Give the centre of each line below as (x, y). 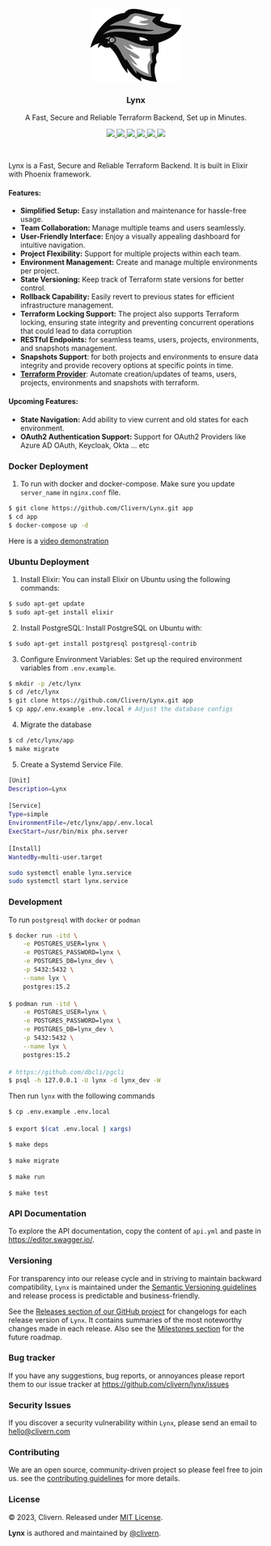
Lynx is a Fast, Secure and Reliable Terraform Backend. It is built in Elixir (128, 166)
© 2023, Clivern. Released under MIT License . (86, 1517)
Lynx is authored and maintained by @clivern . (85, 1533)
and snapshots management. (68, 348)
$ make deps (28, 1145)
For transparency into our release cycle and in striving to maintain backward (135, 1278)
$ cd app (23, 516)
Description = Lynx (38, 789)
